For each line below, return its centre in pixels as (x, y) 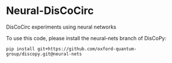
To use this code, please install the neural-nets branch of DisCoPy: (86, 38)
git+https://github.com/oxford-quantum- (87, 49)
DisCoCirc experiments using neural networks (61, 27)
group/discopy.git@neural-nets (44, 54)
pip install (20, 49)
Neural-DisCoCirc (50, 11)
